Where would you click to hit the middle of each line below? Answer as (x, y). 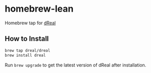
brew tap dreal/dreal (28, 50)
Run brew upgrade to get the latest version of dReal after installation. (75, 65)
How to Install (27, 39)
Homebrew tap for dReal (30, 23)
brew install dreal (25, 55)
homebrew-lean (39, 9)
